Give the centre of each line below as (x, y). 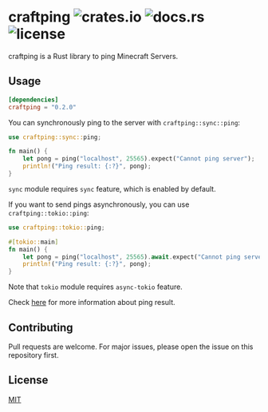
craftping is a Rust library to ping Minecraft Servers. (93, 56)
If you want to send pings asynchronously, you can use (99, 204)
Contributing (41, 327)
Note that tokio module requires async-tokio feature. (96, 287)
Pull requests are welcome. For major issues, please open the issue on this (131, 347)
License (28, 380)
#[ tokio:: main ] (33, 242)
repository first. (33, 355)
